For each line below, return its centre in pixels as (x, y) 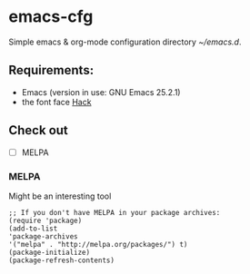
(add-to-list (33, 229)
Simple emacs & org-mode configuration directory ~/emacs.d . (125, 42)
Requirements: (51, 70)
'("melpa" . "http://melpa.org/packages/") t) (98, 244)
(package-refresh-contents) (62, 260)
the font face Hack (56, 102)
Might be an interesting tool (60, 196)
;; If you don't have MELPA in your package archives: (115, 212)
